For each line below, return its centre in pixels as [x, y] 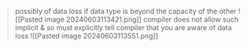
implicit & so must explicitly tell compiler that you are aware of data [123, 27]
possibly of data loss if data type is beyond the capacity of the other [126, 11]
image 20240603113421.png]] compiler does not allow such [142, 19]
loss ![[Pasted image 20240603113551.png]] [86, 36]
